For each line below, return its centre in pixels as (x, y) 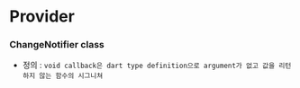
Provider (42, 17)
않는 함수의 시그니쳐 (71, 76)
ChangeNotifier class (57, 45)
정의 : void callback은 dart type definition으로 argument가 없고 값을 (149, 66)
